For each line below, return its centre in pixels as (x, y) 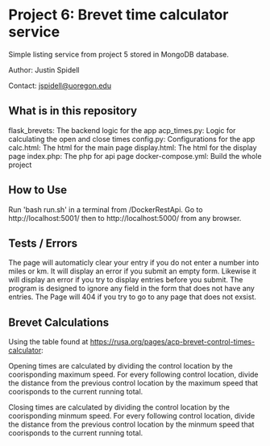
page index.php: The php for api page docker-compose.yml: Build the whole (135, 156)
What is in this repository (73, 111)
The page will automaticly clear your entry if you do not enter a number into (134, 263)
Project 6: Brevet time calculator (118, 15)
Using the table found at (48, 342)
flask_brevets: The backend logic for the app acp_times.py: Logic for (122, 130)
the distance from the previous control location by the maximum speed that (133, 383)
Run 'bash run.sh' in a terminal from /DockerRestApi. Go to (106, 209)
